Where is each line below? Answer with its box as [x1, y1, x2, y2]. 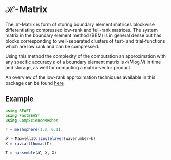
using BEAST [5, 108, 31, 113]
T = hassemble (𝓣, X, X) [5, 150, 57, 155]
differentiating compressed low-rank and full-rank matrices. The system [5, 27, 158, 33]
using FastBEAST [5, 113, 40, 118]
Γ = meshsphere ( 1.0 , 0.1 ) [5, 127, 61, 132]
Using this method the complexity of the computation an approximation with [5, 53, 166, 59]
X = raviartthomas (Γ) [5, 141, 52, 146]
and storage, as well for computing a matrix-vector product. [5, 64, 132, 70]
